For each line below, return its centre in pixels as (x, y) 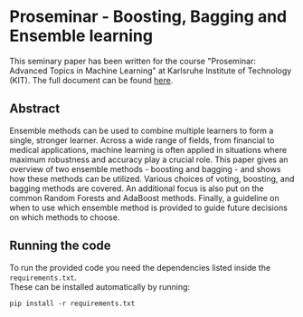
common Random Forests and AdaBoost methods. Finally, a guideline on (144, 197)
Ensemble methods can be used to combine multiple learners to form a (142, 130)
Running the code (60, 246)
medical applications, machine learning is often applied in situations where (148, 149)
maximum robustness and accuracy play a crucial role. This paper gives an (149, 159)
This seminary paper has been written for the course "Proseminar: (133, 61)
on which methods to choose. (65, 217)
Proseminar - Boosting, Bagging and (148, 17)
